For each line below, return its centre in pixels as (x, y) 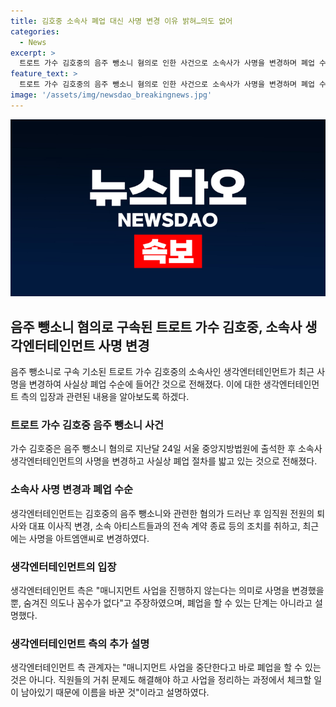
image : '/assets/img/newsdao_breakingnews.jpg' (111, 95)
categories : (35, 31)
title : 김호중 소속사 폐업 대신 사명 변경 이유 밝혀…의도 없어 (121, 21)
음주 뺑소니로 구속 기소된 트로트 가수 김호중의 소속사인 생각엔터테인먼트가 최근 (162, 372)
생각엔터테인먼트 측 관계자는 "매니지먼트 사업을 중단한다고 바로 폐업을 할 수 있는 (166, 667)
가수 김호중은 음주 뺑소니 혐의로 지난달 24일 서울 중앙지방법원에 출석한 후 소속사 (166, 449)
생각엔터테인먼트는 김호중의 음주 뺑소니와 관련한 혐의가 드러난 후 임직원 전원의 (162, 513)
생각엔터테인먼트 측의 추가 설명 (80, 643)
